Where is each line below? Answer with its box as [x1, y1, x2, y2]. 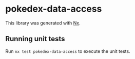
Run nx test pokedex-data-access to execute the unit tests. [5, 48, 130, 54]
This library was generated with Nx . [5, 20, 81, 26]
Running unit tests [5, 35, 65, 43]
